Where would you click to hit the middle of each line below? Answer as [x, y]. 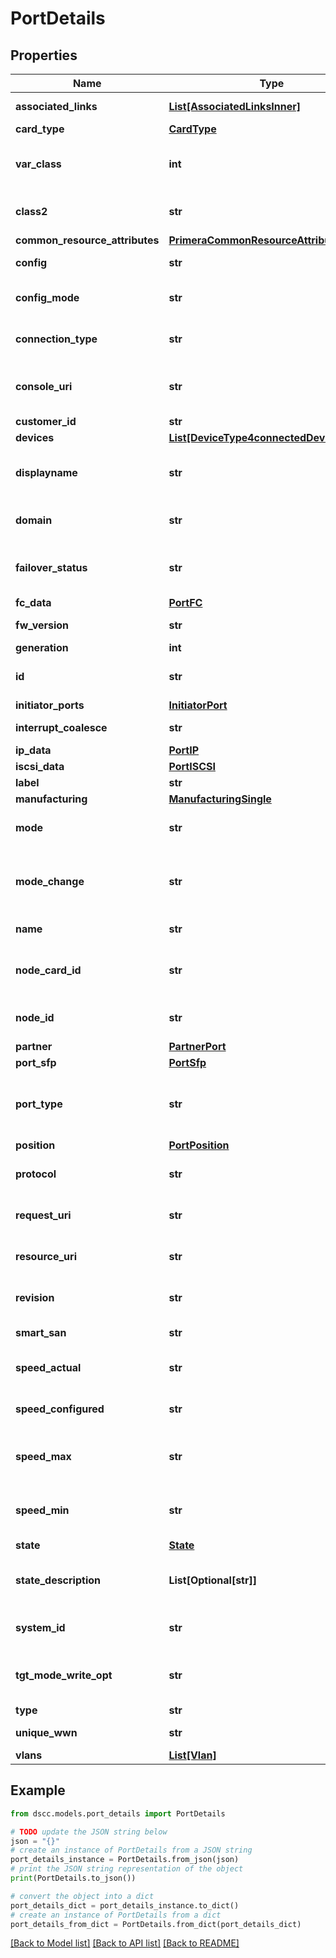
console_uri [44, 386]
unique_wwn [46, 1732]
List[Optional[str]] [212, 1580]
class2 [31, 211]
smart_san [41, 1332]
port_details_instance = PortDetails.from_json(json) [125, 1860]
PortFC [185, 602]
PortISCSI [192, 766]
